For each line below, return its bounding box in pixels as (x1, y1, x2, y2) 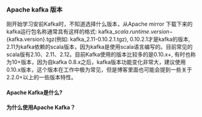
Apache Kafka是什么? (6, 88, 63, 96)
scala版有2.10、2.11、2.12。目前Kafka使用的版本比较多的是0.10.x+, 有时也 (6, 51, 191, 58)
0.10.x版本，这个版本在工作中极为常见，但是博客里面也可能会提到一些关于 (6, 66, 193, 74)
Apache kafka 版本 (6, 5, 63, 13)
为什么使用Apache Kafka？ (6, 104, 76, 111)
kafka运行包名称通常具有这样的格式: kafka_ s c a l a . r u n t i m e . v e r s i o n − (6, 28, 173, 35)
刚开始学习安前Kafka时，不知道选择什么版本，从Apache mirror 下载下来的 (6, 20, 193, 28)
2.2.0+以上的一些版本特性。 (6, 74, 77, 81)
